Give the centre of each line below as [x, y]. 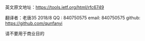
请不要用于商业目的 [25, 33]
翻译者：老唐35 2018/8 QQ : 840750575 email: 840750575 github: [73, 18]
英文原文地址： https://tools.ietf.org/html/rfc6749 [55, 7]
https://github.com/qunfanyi [34, 23]
